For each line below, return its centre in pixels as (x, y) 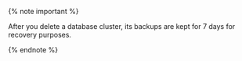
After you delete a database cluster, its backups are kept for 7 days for (122, 26)
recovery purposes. (40, 35)
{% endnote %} (33, 50)
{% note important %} (43, 11)
